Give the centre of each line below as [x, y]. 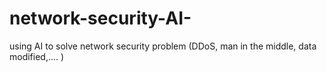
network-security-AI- [100, 18]
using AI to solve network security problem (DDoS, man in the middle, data [163, 46]
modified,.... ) [37, 56]
